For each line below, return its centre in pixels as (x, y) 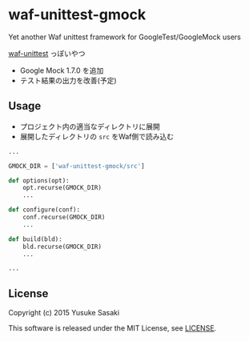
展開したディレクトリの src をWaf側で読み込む (97, 136)
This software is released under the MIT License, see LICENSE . (112, 328)
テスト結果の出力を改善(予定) (68, 80)
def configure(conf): (44, 210)
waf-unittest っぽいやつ (47, 53)
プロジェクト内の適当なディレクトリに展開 (90, 126)
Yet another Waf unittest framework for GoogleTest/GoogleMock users (125, 37)
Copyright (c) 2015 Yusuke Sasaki (64, 313)
